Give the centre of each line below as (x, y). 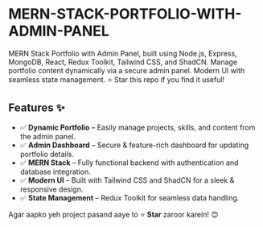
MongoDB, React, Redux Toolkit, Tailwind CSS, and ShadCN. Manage (123, 62)
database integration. (55, 171)
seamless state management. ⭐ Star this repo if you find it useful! (117, 79)
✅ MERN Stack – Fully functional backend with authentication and (129, 163)
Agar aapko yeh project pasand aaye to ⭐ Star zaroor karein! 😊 (113, 214)
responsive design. (51, 189)
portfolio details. (47, 154)
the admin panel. (48, 136)
